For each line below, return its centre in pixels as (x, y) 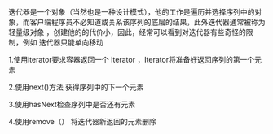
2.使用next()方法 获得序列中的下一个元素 (76, 87)
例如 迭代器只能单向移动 (63, 42)
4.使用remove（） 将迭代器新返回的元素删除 (82, 121)
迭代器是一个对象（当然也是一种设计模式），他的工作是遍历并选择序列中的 (132, 12)
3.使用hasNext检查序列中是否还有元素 (72, 104)
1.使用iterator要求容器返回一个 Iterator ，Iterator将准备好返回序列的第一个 (132, 60)
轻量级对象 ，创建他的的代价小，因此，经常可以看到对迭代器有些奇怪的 (127, 32)
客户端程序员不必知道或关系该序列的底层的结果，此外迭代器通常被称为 (148, 22)
